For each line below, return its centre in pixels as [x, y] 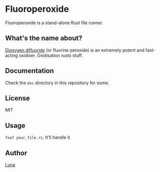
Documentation [30, 71]
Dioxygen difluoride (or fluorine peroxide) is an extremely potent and [75, 50]
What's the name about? [44, 38]
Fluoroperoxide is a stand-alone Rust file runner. [54, 23]
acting [12, 55]
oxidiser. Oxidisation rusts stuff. [51, 55]
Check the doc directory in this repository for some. [57, 83]
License [18, 98]
